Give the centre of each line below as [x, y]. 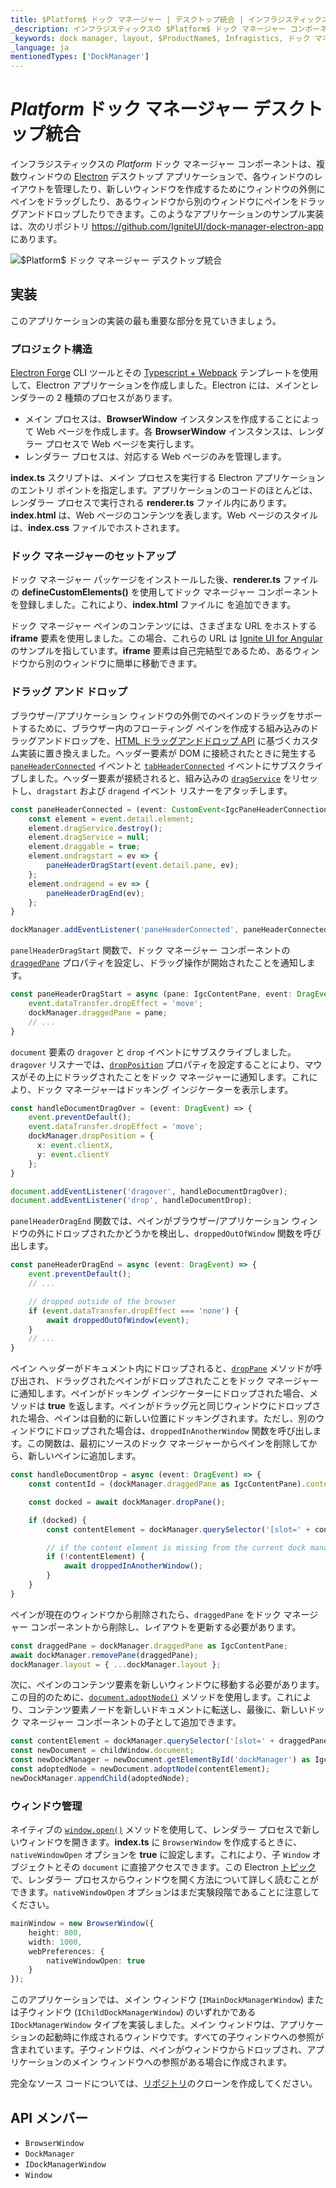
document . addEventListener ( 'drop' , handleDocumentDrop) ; [131, 1201]
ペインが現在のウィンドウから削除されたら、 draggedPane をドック [146, 1614]
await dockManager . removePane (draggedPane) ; [104, 1655]
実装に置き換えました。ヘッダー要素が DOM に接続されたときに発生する [167, 753]
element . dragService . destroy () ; [95, 828]
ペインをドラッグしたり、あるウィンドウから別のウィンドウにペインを [155, 202]
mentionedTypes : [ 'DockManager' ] [80, 57]
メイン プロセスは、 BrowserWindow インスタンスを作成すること [159, 419]
